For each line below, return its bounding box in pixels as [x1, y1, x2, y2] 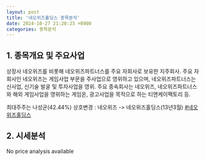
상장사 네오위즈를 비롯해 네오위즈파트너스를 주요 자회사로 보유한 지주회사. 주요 [6, 68, 193, 75]
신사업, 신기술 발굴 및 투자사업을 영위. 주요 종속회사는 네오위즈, [6, 83, 157, 91]
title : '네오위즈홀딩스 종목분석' [6, 15, 80, 21]
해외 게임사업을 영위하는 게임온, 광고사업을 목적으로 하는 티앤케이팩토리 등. [12, 91, 191, 98]
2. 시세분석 [6, 131, 46, 141]
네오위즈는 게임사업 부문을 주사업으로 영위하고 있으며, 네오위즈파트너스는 [22, 75, 196, 83]
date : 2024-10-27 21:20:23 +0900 [6, 20, 92, 26]
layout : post [6, 9, 40, 15]
